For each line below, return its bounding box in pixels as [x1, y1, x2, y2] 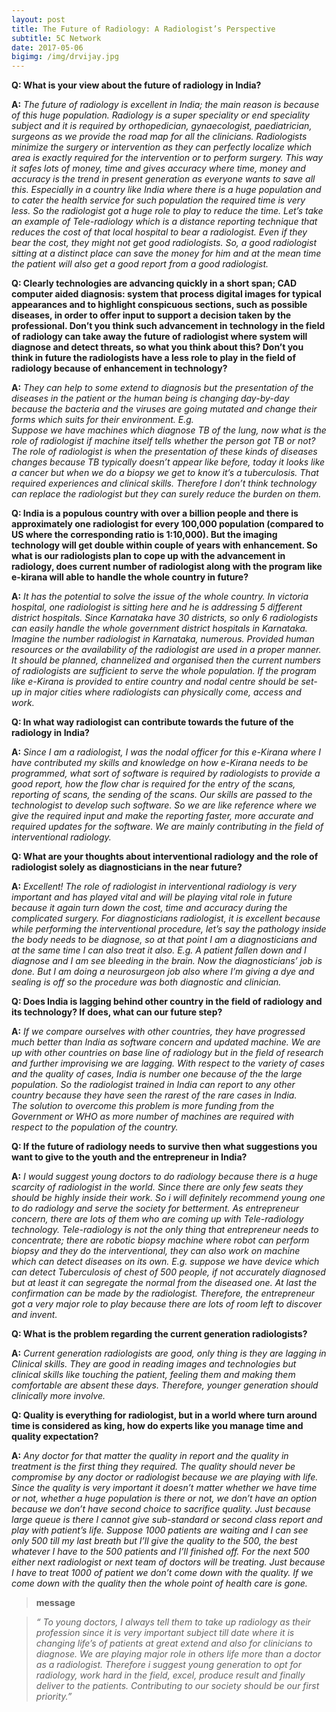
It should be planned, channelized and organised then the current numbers [11, 654, 321, 666]
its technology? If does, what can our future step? [11, 1006, 223, 1018]
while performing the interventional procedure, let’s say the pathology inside [11, 923, 327, 935]
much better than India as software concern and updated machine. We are [11, 1036, 321, 1048]
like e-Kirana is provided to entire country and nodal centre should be [11, 676, 299, 688]
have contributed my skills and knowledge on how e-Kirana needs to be [11, 757, 309, 769]
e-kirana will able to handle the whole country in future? [11, 571, 249, 583]
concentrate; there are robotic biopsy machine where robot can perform [11, 1234, 310, 1246]
